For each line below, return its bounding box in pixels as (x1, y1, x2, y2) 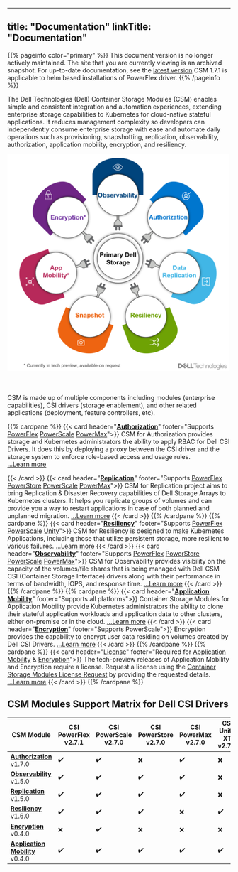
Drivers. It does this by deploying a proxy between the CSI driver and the (7, 445, 220, 453)
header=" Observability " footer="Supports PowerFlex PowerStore (7, 549, 200, 558)
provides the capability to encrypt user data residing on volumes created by (7, 633, 229, 641)
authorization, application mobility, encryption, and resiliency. (7, 140, 187, 149)
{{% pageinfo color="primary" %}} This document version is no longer (7, 50, 214, 59)
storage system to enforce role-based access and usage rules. (7, 453, 191, 461)
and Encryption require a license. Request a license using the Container (7, 662, 216, 672)
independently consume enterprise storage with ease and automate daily (7, 125, 221, 134)
